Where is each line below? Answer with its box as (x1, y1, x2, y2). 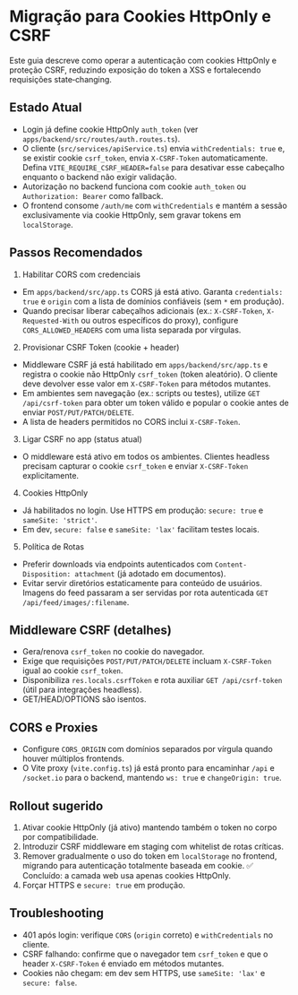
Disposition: (21, 569, 72, 579)
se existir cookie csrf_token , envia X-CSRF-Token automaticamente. (21, 152, 268, 163)
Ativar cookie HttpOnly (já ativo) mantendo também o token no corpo (21, 822, 277, 833)
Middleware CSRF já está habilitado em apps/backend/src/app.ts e (21, 359, 268, 369)
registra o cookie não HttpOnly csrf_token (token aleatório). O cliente (21, 368, 278, 379)
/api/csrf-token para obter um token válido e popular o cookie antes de (21, 397, 289, 408)
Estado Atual (9, 100, 82, 116)
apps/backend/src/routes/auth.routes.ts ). (21, 133, 181, 144)
